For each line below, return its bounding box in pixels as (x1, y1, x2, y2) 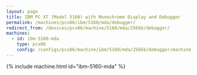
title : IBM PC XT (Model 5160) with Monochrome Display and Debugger (6, 14, 181, 20)
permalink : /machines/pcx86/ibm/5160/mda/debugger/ (6, 19, 136, 25)
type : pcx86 (17, 42, 46, 47)
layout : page (6, 8, 38, 15)
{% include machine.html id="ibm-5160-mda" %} (6, 63, 126, 70)
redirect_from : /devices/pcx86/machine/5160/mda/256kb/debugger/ (6, 25, 170, 31)
